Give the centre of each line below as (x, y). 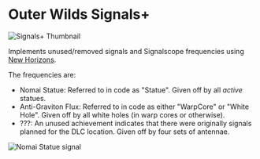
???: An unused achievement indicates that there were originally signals (136, 123)
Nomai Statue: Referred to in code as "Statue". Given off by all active (131, 90)
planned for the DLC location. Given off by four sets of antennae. (124, 132)
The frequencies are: (42, 74)
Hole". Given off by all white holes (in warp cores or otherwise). (122, 114)
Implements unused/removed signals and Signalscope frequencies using (126, 51)
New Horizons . (32, 60)
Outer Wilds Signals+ (79, 14)
